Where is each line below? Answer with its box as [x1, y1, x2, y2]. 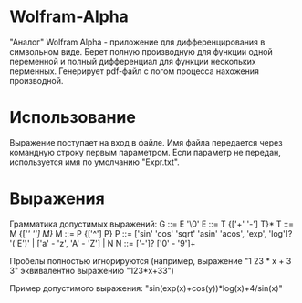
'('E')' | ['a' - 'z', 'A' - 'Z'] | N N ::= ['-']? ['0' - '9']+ [9, 237, 196, 248]
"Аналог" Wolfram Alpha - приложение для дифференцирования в [9, 36, 266, 47]
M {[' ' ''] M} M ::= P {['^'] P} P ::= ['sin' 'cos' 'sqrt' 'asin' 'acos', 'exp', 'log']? [9, 227, 293, 238]
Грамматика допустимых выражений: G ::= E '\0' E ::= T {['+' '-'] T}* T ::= [9, 218, 295, 229]
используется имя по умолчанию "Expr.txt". [9, 157, 180, 167]
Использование [9, 107, 137, 128]
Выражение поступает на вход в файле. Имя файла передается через [9, 136, 283, 147]
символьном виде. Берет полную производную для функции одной [9, 45, 274, 56]
